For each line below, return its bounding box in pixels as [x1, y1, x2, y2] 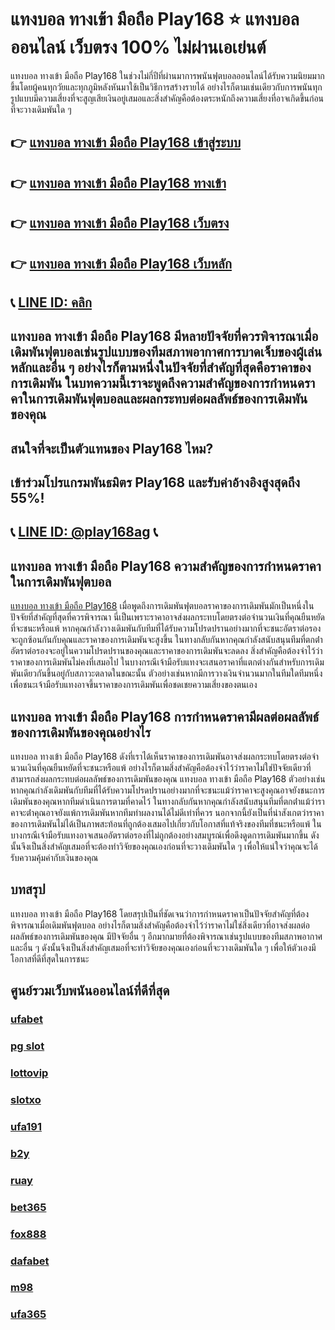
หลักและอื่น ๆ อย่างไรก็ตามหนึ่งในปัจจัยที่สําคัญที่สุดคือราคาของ [10, 359, 312, 376]
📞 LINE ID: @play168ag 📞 [10, 524, 158, 541]
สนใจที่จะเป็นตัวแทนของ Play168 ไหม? [10, 440, 214, 457]
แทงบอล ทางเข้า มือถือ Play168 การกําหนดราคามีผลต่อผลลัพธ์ [10, 708, 320, 725]
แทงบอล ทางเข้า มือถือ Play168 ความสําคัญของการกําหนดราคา [10, 557, 322, 575]
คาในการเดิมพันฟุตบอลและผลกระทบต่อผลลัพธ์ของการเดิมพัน [10, 391, 308, 408]
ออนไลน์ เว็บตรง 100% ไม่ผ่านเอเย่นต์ [10, 36, 267, 59]
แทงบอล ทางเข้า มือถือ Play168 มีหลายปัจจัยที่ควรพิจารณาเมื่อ [10, 328, 319, 345]
